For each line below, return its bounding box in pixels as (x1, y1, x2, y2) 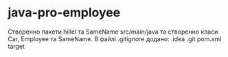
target (8, 42, 25, 50)
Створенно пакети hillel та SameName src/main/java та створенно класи (8, 27, 218, 36)
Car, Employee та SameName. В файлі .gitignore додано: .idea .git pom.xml (8, 34, 222, 43)
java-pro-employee (8, 5, 121, 21)
